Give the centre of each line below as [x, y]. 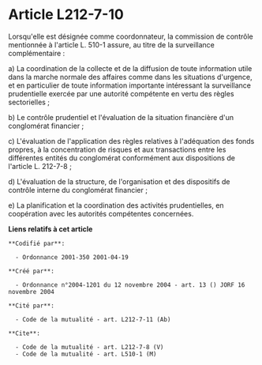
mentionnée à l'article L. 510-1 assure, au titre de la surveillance [111, 44]
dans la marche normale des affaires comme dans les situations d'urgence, [130, 77]
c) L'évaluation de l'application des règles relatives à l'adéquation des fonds [131, 141]
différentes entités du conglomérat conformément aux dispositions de [122, 158]
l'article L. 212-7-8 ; [40, 166]
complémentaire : [37, 53]
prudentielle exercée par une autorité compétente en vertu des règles [121, 93]
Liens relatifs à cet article [51, 229]
